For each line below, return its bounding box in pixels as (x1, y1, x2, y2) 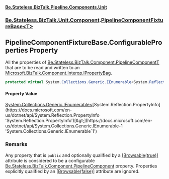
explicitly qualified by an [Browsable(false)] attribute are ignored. (5, 168, 140, 174)
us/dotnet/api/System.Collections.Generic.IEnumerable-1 (5, 123, 123, 129)
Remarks (5, 141, 28, 148)
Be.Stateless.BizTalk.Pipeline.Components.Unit (5, 4, 107, 10)
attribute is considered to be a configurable (5, 157, 95, 163)
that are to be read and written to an (5, 65, 80, 71)
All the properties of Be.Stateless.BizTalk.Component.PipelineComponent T (5, 59, 159, 65)
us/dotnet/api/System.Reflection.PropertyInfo (5, 112, 100, 118)
